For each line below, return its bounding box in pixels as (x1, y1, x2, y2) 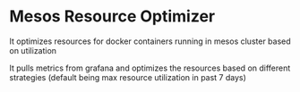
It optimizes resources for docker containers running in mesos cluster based (9, 36, 291, 46)
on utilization (9, 45, 56, 55)
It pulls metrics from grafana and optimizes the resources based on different (9, 63, 291, 73)
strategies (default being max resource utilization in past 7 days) (9, 71, 246, 82)
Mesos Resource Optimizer (9, 6, 216, 27)
